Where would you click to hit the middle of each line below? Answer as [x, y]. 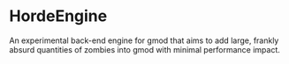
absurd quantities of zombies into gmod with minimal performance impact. [145, 49]
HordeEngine [58, 16]
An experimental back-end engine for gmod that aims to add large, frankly [144, 40]
